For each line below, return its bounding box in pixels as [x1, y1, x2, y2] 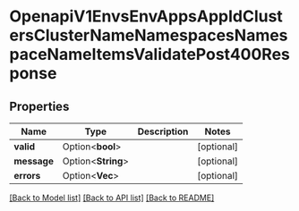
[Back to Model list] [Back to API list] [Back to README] [9, 192, 215, 203]
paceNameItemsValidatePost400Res [9, 45, 291, 64]
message [13, 155, 54, 167]
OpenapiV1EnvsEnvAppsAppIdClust [9, 6, 284, 27]
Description [137, 125, 189, 138]
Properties [9, 98, 70, 114]
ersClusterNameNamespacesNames [9, 25, 288, 46]
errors [13, 170, 41, 181]
